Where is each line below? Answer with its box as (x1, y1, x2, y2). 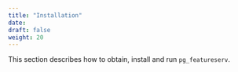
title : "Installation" (8, 11, 82, 20)
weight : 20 (8, 33, 44, 41)
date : (8, 19, 26, 27)
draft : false (8, 26, 51, 34)
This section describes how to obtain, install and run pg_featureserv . (8, 55, 230, 64)
